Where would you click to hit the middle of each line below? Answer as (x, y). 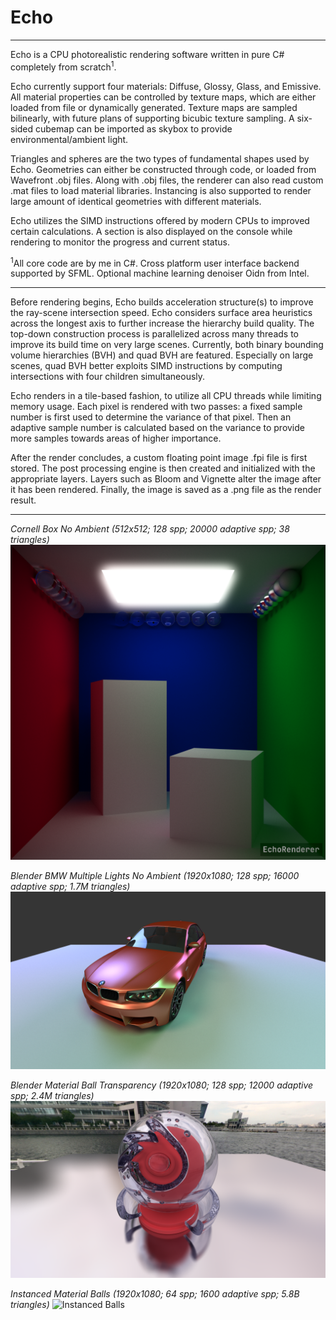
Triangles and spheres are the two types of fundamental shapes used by (160, 158)
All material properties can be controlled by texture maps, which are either (163, 97)
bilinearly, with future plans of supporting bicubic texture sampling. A (152, 118)
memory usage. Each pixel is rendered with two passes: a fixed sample (156, 407)
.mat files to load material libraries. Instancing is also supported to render (161, 190)
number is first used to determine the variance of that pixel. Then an (151, 417)
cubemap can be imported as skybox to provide (134, 128)
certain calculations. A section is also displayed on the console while (151, 231)
